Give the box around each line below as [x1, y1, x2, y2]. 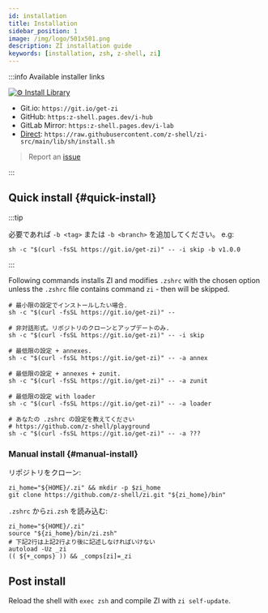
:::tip [8, 212, 23, 222]
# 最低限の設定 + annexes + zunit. [8, 370, 121, 378]
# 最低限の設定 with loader [8, 392, 96, 401]
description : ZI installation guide [8, 42, 132, 50]
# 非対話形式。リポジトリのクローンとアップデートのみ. [8, 324, 170, 332]
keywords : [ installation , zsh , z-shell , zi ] [8, 49, 161, 58]
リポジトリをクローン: [8, 468, 82, 478]
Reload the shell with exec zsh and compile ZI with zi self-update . [8, 595, 231, 605]
